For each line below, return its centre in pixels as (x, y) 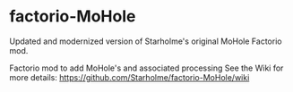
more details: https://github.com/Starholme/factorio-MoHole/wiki (129, 77)
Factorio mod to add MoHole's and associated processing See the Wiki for (146, 68)
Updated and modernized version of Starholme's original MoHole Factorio (146, 41)
